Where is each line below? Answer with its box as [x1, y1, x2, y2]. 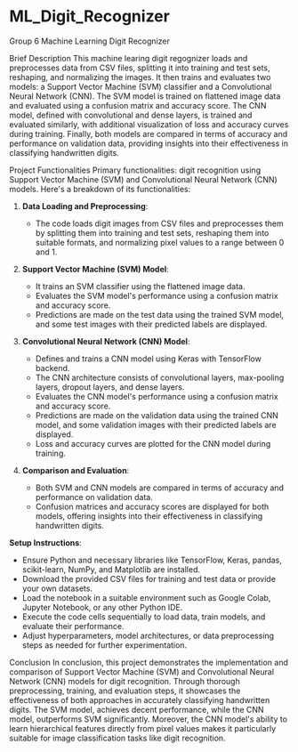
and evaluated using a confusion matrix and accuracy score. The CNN [9, 100, 267, 110]
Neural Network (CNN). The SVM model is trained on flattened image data [9, 91, 281, 101]
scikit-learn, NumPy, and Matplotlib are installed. [21, 563, 201, 575]
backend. [35, 362, 70, 373]
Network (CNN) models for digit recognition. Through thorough [9, 675, 240, 686]
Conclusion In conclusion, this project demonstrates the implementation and [9, 657, 289, 667]
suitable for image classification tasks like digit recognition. [9, 732, 226, 743]
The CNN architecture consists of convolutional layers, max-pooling [35, 372, 285, 383]
